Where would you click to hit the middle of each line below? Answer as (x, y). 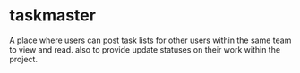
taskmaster (53, 16)
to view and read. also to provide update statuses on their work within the (145, 49)
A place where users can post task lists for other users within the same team (150, 40)
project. (24, 59)
